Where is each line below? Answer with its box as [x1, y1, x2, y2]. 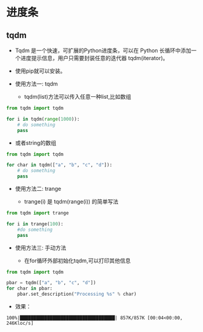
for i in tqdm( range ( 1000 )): [6, 116, 80, 122]
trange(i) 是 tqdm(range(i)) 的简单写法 [24, 198, 119, 205]
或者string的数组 [15, 139, 56, 146]
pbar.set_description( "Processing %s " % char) [17, 291, 137, 297]
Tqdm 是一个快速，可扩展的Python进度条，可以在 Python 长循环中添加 [15, 47, 192, 54]
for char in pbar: [6, 285, 53, 291]
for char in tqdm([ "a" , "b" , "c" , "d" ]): [6, 162, 113, 168]
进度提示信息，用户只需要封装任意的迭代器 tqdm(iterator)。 [20, 55, 168, 61]
